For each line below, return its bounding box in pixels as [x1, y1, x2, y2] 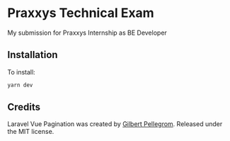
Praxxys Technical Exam [7, 5, 154, 21]
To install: [7, 67, 35, 76]
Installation [7, 49, 58, 61]
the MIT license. [7, 128, 54, 136]
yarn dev [7, 81, 33, 89]
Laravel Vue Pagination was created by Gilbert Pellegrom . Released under [7, 120, 223, 128]
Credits [7, 101, 41, 113]
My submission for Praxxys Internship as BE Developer [7, 28, 168, 37]
